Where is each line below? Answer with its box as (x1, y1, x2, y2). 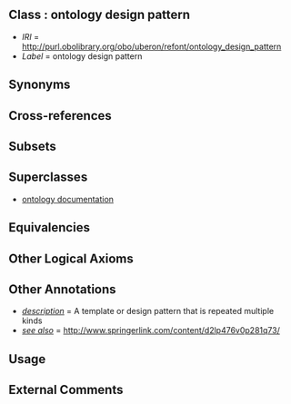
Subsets (8, 138, 56, 153)
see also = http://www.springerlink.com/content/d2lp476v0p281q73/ (21, 325, 281, 336)
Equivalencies (8, 220, 90, 235)
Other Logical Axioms (8, 251, 134, 266)
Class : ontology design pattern (8, 7, 191, 23)
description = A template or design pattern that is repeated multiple (21, 306, 275, 317)
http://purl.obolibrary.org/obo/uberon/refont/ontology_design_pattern (21, 41, 282, 52)
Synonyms (8, 77, 71, 93)
